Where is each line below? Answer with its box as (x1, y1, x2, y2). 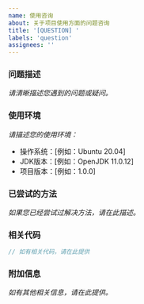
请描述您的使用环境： (8, 129, 78, 139)
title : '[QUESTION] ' (8, 26, 80, 34)
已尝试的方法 (8, 188, 58, 199)
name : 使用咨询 (8, 11, 54, 20)
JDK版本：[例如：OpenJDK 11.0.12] (19, 156, 135, 166)
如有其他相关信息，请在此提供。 (8, 287, 112, 298)
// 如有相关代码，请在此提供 (8, 248, 90, 256)
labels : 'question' (8, 33, 73, 42)
